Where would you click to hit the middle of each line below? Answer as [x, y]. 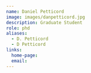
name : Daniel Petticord [35, 11]
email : [19, 61]
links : [14, 50]
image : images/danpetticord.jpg [45, 17]
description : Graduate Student [44, 22]
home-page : [25, 55]
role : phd [18, 28]
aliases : [17, 34]
